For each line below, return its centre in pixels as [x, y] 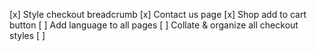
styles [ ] [27, 35]
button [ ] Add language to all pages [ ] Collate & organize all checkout [154, 25]
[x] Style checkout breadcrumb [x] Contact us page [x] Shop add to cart [158, 14]
